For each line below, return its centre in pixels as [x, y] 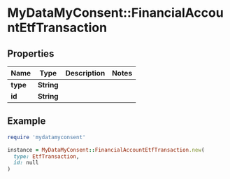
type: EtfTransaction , [46, 156]
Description [85, 73]
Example [27, 121]
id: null [26, 163]
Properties [31, 53]
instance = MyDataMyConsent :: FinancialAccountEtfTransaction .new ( [106, 150]
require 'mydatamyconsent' [46, 137]
